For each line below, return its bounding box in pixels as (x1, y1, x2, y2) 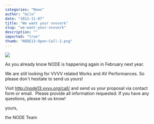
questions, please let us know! (5, 95, 66, 101)
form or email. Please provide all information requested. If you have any (5, 90, 149, 96)
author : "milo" (5, 12, 36, 17)
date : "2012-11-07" (5, 16, 45, 21)
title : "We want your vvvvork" (5, 20, 68, 26)
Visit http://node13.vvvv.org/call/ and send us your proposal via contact (5, 85, 148, 91)
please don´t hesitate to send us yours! (5, 76, 83, 82)
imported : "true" (5, 35, 40, 39)
